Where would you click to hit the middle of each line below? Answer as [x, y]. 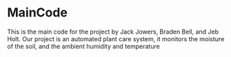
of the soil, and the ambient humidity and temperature [83, 46]
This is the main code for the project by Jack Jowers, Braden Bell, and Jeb [113, 32]
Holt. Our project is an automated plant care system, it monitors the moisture [116, 38]
